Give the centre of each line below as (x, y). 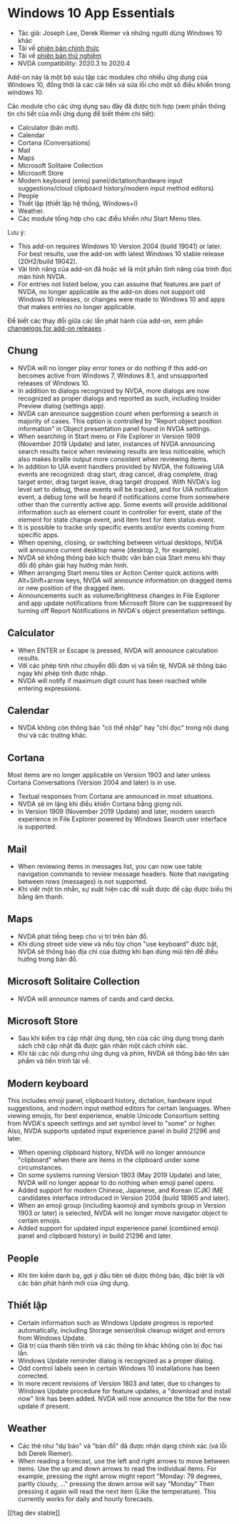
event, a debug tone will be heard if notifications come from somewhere (123, 497)
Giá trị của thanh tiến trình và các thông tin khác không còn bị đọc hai (120, 1345)
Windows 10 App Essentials (91, 13)
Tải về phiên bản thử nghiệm (60, 56)
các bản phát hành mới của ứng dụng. (73, 1283)
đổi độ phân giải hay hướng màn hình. (73, 565)
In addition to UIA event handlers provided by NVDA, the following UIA (121, 466)
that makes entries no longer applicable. (77, 307)
